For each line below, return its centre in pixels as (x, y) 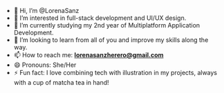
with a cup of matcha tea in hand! (61, 82)
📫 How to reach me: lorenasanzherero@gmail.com (88, 55)
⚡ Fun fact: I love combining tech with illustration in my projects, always (115, 73)
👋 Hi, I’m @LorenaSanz (46, 11)
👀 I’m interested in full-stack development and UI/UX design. (100, 18)
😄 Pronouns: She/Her (45, 65)
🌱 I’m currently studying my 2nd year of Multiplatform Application (107, 25)
